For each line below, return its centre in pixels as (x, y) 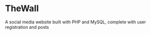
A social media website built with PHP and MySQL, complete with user (75, 22)
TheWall (22, 9)
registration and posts (27, 27)
